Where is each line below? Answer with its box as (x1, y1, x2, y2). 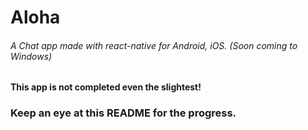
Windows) (10, 50, 53, 62)
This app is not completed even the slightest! (10, 81, 202, 93)
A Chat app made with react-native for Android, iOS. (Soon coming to (10, 39, 298, 51)
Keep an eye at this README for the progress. (10, 106, 237, 120)
